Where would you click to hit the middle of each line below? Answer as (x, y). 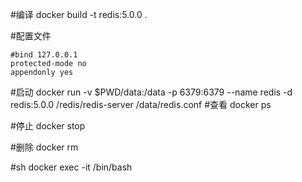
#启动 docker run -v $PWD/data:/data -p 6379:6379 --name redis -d (151, 92)
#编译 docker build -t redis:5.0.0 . (79, 14)
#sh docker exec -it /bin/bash (71, 167)
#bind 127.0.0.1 (44, 55)
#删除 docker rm (44, 147)
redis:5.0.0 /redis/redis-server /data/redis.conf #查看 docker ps (141, 104)
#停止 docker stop (48, 126)
